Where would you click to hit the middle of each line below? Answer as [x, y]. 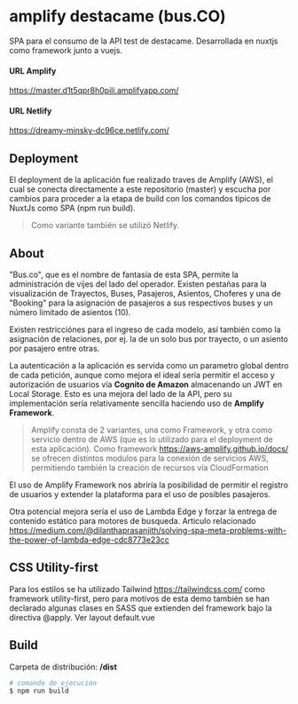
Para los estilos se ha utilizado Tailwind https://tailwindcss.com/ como [137, 589]
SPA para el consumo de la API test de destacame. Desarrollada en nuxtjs [144, 41]
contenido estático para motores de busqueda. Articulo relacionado [133, 520]
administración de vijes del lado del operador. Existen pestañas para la [138, 284]
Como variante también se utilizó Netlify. [105, 225]
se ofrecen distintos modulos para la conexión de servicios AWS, [149, 458]
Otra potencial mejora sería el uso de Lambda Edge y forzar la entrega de [143, 511]
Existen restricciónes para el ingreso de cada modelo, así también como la [145, 329]
